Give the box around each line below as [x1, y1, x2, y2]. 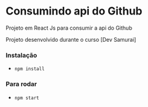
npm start [14, 95, 40, 101]
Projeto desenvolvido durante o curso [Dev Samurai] [5, 36, 137, 43]
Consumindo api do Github [5, 4, 143, 18]
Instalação [5, 51, 37, 59]
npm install [14, 66, 45, 72]
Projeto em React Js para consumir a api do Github [5, 24, 132, 31]
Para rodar [5, 80, 37, 88]
